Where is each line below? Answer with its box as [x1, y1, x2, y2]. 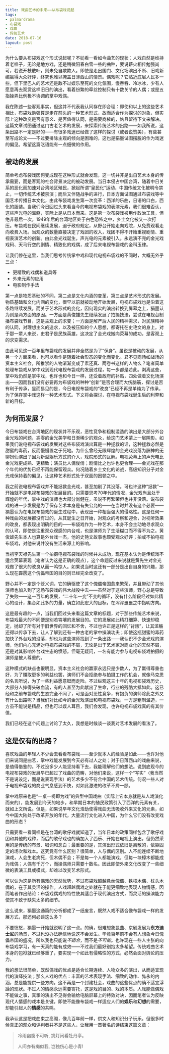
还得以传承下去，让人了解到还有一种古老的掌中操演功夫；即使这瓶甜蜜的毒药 [5, 630, 164, 636]
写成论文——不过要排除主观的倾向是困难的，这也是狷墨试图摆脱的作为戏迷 [9, 135, 164, 141]
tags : [5, 12, 17, 17]
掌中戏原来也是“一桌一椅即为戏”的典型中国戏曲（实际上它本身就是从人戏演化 [5, 793, 163, 799]
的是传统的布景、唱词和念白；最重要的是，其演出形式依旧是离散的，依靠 [9, 842, 159, 848]
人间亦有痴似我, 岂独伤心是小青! [17, 1043, 83, 1049]
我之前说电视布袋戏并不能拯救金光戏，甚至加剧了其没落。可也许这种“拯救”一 [5, 484, 163, 490]
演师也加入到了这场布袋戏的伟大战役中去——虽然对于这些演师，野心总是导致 [5, 587, 164, 593]
